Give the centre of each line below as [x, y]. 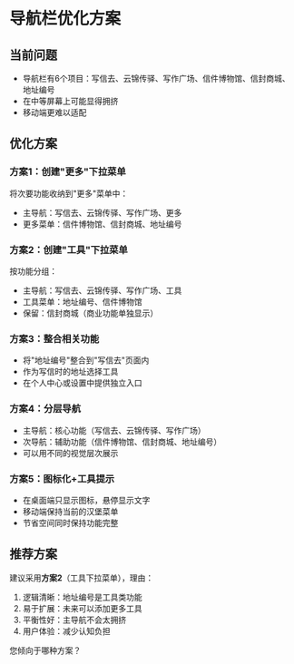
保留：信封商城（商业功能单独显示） [90, 313]
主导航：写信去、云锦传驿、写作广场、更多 [102, 212]
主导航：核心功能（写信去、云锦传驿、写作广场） [114, 430]
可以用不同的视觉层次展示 [70, 453]
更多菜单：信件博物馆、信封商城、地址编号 [102, 224]
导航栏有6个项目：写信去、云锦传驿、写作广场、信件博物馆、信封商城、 [156, 78]
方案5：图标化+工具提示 [62, 479]
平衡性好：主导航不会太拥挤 [74, 620]
